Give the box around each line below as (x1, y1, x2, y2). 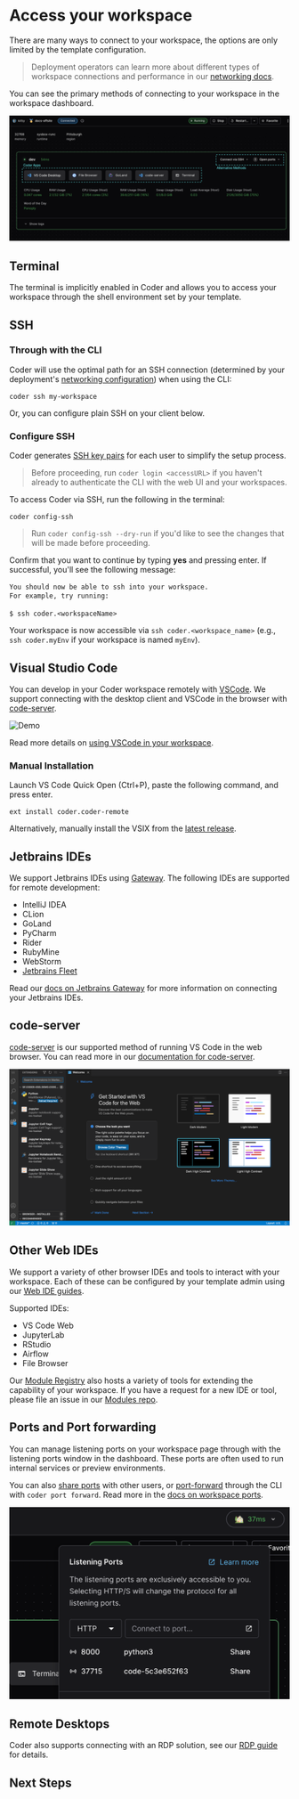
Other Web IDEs (9, 1243, 100, 1258)
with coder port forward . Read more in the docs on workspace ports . (9, 1489, 264, 1500)
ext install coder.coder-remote (9, 808, 129, 817)
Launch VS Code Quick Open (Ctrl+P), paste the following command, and (9, 780, 279, 791)
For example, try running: (9, 591, 109, 601)
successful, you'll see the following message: (9, 565, 176, 575)
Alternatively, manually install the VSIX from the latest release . (9, 823, 238, 834)
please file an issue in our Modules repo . (9, 1394, 158, 1404)
